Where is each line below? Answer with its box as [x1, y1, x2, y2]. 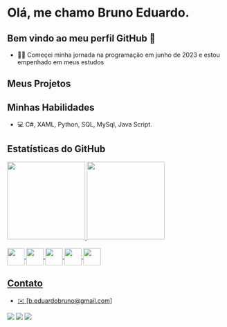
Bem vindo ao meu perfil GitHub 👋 [7, 32, 156, 44]
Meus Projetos [7, 78, 71, 90]
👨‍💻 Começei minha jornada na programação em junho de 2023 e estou [17, 50, 220, 59]
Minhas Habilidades [7, 102, 95, 113]
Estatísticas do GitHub [7, 143, 106, 155]
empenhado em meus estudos [17, 58, 105, 66]
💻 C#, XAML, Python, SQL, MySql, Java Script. [17, 120, 152, 129]
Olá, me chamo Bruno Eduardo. [7, 5, 190, 21]
